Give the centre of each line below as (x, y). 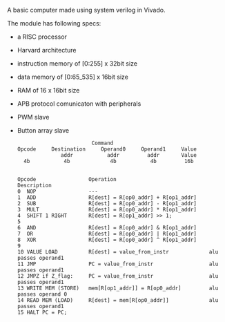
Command (102, 143)
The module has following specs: (54, 23)
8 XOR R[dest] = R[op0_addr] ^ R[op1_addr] (107, 240)
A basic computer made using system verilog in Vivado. (86, 10)
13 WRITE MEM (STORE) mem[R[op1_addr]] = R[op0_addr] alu (118, 288)
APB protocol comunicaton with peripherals (79, 104)
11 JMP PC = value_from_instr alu (118, 264)
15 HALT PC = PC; (42, 312)
